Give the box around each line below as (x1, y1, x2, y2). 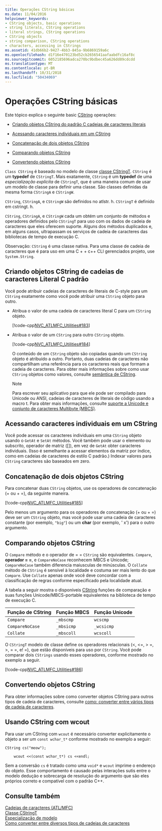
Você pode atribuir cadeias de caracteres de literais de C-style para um (5, 288, 148, 294)
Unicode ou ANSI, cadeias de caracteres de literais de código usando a (12, 395, 155, 401)
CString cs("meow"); (5, 745, 47, 750)
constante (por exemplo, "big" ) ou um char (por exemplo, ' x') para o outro (5, 519, 155, 525)
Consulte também (5, 792, 60, 800)
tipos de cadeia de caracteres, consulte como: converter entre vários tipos (5, 698, 154, 705)
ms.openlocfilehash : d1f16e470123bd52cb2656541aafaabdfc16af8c (5, 52, 135, 57)
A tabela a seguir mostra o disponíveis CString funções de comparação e (5, 587, 151, 593)
